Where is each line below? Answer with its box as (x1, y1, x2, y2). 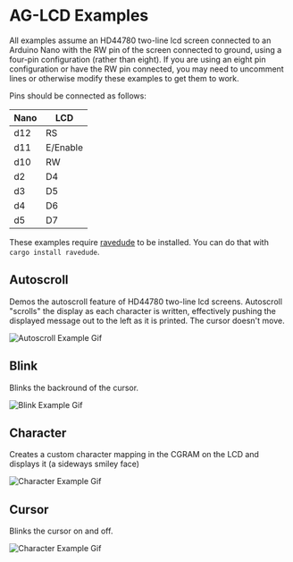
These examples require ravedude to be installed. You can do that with (9, 236, 270, 247)
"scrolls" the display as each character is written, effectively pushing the (9, 305, 277, 316)
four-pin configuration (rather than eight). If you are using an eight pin (9, 54, 266, 64)
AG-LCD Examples (9, 5, 149, 26)
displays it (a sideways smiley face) (9, 458, 140, 470)
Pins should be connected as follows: (9, 90, 147, 101)
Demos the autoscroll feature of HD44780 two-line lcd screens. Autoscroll (9, 296, 283, 307)
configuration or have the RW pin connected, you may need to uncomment (9, 64, 284, 74)
